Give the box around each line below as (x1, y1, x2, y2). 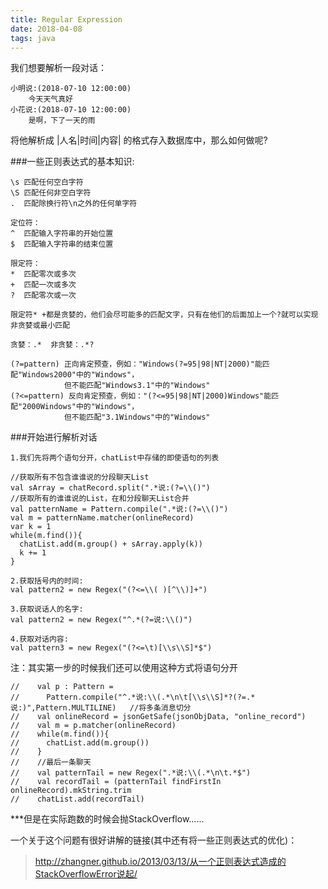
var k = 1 (10, 522, 52, 532)
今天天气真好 (28, 94, 73, 105)
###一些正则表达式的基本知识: (10, 156, 135, 168)
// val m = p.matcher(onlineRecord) (10, 721, 177, 731)
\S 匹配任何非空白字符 (10, 188, 92, 198)
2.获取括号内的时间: (10, 576, 84, 586)
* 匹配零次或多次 (10, 269, 77, 280)
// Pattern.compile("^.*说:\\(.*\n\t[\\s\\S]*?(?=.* (10, 692, 256, 703)
